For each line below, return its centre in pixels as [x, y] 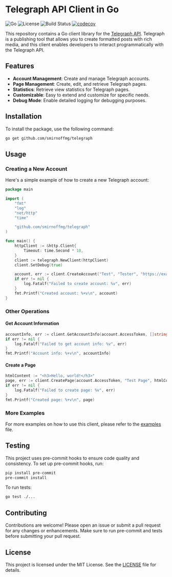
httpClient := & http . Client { [46, 246]
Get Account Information [32, 323]
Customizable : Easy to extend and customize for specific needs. [81, 95]
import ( [15, 199]
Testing [18, 446]
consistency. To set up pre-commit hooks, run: [55, 464]
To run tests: [18, 487]
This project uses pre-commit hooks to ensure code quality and [72, 458]
